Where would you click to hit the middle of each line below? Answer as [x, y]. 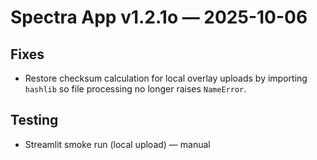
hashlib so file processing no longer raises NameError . [135, 89]
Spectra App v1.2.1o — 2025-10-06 [159, 17]
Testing [34, 120]
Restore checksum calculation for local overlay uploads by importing [166, 78]
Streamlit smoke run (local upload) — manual [117, 144]
